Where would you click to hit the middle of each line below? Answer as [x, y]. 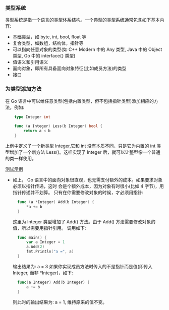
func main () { [32, 237]
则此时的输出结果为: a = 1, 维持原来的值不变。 [60, 302]
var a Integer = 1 [45, 242]
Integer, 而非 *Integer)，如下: [43, 273]
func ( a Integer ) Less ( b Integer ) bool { [58, 126]
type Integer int [33, 117]
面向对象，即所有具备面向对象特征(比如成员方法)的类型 [70, 69]
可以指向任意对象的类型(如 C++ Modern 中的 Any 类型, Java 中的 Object [87, 49]
